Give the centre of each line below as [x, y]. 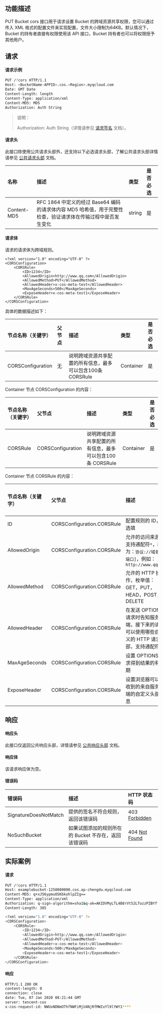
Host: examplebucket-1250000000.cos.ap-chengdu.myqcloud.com [68, 890]
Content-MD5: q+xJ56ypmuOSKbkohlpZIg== [45, 894]
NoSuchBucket [25, 835]
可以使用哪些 [140, 632]
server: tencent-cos [26, 1002]
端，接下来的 [140, 624]
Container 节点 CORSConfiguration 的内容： [49, 389]
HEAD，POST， [144, 595]
